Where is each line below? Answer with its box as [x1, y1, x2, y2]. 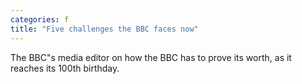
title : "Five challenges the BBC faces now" [10, 24, 199, 34]
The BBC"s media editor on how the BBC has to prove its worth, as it [10, 51, 292, 63]
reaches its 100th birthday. [10, 62, 120, 74]
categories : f [10, 14, 70, 25]
